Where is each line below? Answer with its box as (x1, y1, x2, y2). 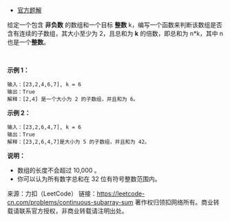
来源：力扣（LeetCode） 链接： (7, 189, 98, 198)
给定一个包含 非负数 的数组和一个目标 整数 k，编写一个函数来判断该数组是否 (7, 21, 222, 29)
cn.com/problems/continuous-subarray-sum (7, 198, 134, 206)
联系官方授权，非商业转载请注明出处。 (19, 206, 128, 215)
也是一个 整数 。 (7, 38, 50, 46)
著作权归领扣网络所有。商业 (134, 198, 213, 206)
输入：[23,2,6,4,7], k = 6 (7, 124, 81, 131)
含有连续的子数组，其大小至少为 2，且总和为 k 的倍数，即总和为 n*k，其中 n (7, 30, 224, 37)
